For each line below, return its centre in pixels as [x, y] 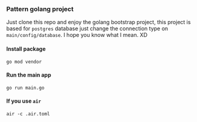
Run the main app [29, 75]
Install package [26, 49]
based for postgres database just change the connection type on [87, 28]
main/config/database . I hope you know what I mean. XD [77, 35]
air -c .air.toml [28, 114]
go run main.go [25, 88]
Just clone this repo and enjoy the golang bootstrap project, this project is [98, 22]
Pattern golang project [40, 9]
